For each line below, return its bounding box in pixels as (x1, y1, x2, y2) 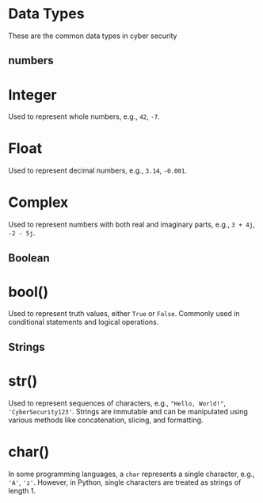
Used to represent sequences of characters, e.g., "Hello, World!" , (8, 398, 227, 408)
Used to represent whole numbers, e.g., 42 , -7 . (8, 112, 160, 121)
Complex (8, 193, 69, 211)
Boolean (8, 251, 50, 265)
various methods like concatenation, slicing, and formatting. (8, 415, 204, 425)
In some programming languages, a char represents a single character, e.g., (8, 469, 255, 478)
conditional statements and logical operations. (8, 318, 159, 327)
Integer (8, 86, 57, 104)
